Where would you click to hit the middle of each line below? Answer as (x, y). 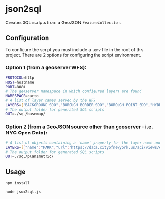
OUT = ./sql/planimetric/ (30, 156)
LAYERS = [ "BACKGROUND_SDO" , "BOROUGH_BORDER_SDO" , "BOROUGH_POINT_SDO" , (78, 105)
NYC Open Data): (26, 133)
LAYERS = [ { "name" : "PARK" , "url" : (37, 148)
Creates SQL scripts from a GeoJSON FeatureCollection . (63, 22)
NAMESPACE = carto (22, 96)
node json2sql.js (23, 192)
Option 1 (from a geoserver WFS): (46, 67)
